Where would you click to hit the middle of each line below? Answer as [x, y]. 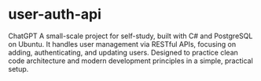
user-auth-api [55, 14]
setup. [18, 69]
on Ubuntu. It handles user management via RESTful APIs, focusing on [122, 44]
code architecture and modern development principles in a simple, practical [130, 61]
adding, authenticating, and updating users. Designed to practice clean [123, 52]
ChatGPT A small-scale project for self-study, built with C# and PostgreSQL [130, 36]
